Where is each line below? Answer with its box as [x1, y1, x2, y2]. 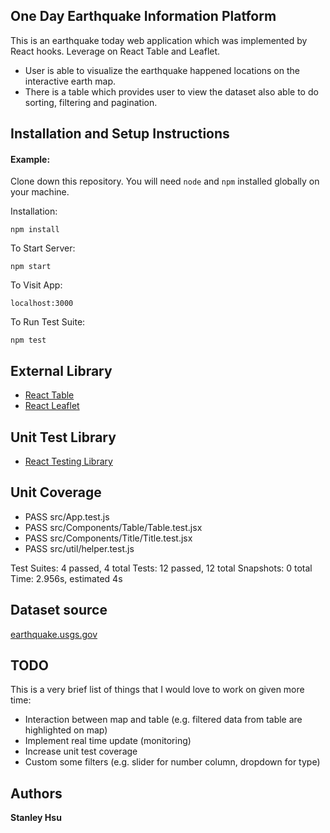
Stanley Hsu [10, 812, 62, 824]
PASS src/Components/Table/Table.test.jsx [24, 521, 203, 533]
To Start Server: [10, 242, 76, 254]
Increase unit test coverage [24, 745, 138, 758]
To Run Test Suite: [10, 316, 86, 328]
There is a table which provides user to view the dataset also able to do [24, 85, 319, 98]
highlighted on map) [24, 724, 108, 736]
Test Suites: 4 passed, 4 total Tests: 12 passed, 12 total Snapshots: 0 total [10, 562, 313, 574]
